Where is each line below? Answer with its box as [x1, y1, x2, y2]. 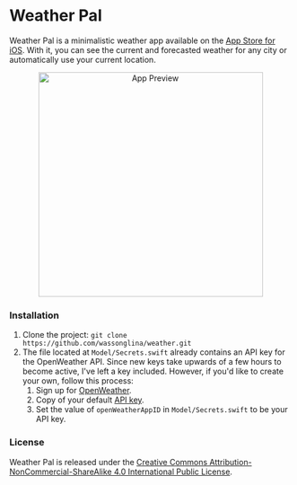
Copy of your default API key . [35, 394, 145, 405]
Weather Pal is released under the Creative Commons [9, 456, 208, 467]
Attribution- [209, 456, 253, 467]
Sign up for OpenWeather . [35, 385, 132, 396]
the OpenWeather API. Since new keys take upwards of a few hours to [22, 357, 282, 367]
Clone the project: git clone [22, 330, 127, 340]
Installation [9, 309, 60, 322]
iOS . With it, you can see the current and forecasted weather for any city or [9, 44, 287, 55]
